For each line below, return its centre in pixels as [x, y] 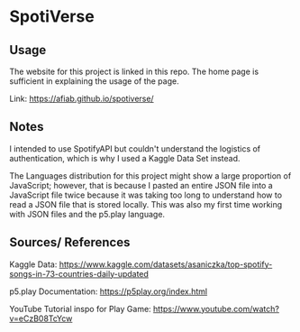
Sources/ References [70, 242]
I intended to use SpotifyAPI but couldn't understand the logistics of [135, 148]
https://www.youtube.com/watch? [216, 309]
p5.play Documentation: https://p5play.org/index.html [109, 291]
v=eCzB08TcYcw [41, 318]
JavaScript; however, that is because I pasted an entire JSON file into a [141, 185]
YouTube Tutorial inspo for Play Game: [80, 309]
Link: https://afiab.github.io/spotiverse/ [82, 98]
